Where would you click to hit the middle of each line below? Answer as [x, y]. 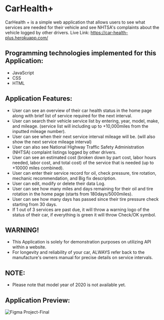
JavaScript [23, 73]
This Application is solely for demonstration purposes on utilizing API [82, 242]
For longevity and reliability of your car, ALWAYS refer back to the [78, 252]
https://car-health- [109, 32]
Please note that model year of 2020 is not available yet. [69, 285]
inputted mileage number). [39, 131]
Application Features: [39, 99]
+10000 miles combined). [38, 168]
